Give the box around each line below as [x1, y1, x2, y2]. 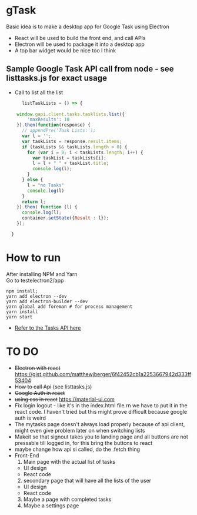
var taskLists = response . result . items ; [21, 138, 122, 144]
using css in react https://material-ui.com [14, 396, 115, 403]
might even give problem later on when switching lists [14, 427, 145, 434]
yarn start [6, 314, 33, 320]
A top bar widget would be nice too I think [14, 46, 116, 54]
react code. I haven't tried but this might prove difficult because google [14, 408, 188, 415]
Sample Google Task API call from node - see [6, 64, 174, 74]
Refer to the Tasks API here [14, 324, 81, 331]
